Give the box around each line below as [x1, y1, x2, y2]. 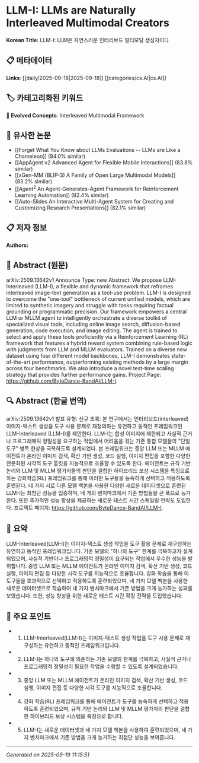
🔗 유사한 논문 [6, 130, 52, 140]
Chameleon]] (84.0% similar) [14, 152, 86, 160]
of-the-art [6, 358, 31, 365]
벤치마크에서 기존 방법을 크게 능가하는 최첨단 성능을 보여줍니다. [30, 734, 176, 741]
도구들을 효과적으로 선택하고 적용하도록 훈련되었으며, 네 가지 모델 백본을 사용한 [6, 577, 188, 584]
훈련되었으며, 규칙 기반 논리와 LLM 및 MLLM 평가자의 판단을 [39, 705, 179, 713]
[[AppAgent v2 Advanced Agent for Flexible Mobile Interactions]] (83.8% [14, 159, 193, 166]
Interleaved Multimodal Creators [6, 16, 170, 30]
